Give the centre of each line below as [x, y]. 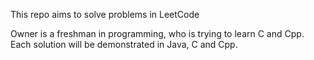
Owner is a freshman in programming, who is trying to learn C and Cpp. [157, 33]
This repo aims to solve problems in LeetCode [105, 14]
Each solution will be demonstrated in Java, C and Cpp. [124, 44]
